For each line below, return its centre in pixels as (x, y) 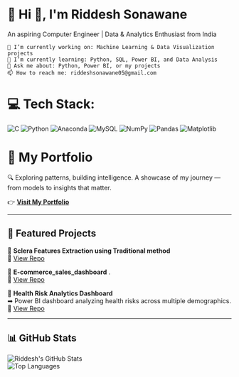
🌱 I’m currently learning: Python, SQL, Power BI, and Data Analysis (113, 60)
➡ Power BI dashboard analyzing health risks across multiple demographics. (119, 300)
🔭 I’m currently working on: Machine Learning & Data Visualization (111, 47)
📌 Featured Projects (52, 234)
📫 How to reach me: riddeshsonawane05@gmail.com (82, 73)
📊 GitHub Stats (42, 338)
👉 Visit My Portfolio (38, 202)
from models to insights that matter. (59, 187)
